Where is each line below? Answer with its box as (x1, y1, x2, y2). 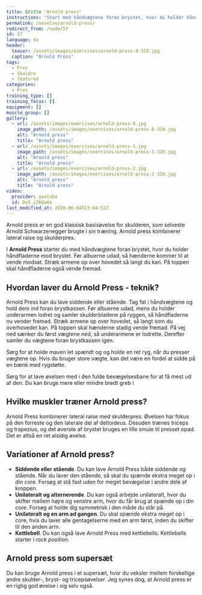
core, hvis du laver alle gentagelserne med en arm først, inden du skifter (14, 516, 194, 524)
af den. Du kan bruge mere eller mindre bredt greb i (6, 379, 134, 387)
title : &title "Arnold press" (6, 8, 82, 15)
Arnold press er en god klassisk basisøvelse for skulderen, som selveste (6, 221, 185, 229)
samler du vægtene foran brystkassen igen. (6, 337, 114, 344)
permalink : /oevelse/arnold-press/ (6, 20, 96, 26)
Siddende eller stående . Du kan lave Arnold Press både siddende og (14, 465, 186, 473)
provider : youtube (11, 193, 58, 199)
